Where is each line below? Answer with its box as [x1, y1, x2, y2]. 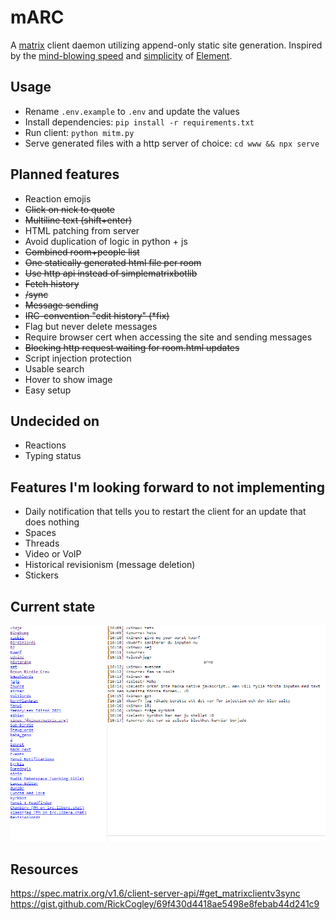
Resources [10, 861, 79, 878]
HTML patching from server [24, 224, 140, 236]
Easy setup [24, 384, 72, 396]
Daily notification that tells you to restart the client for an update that [24, 506, 307, 518]
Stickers [24, 569, 59, 581]
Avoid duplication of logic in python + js [24, 235, 188, 247]
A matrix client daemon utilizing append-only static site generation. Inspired [10, 39, 323, 51]
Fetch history [24, 277, 80, 290]
